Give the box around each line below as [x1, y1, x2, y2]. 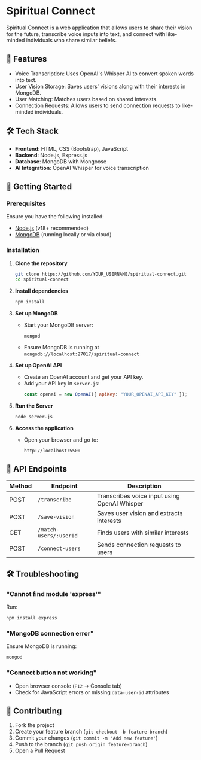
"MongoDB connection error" [6, 630, 94, 638]
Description [127, 482, 162, 490]
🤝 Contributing [6, 706, 62, 716]
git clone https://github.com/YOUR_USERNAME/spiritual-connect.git [14, 271, 187, 277]
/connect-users [38, 545, 81, 552]
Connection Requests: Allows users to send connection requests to [14, 102, 181, 109]
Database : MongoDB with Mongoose [14, 157, 106, 165]
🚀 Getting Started [6, 181, 72, 191]
